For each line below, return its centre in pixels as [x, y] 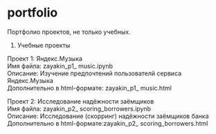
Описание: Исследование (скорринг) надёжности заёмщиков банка [108, 116]
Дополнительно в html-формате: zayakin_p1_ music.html [89, 88]
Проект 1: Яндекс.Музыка [45, 58]
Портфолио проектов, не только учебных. [69, 32]
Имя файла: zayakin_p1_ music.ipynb [60, 66]
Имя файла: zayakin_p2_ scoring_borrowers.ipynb [79, 108]
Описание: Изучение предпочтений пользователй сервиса [94, 73]
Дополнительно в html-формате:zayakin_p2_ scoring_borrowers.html [108, 123]
